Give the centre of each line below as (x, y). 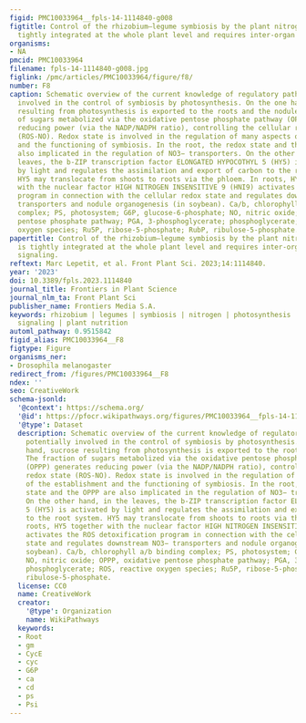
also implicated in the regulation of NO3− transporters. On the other (157, 153)
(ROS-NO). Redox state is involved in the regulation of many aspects (154, 137)
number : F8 (30, 86)
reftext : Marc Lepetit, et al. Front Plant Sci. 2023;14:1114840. (138, 264)
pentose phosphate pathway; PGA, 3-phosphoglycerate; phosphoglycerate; (158, 221)
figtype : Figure (40, 348)
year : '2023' (34, 273)
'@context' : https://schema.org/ (81, 408)
